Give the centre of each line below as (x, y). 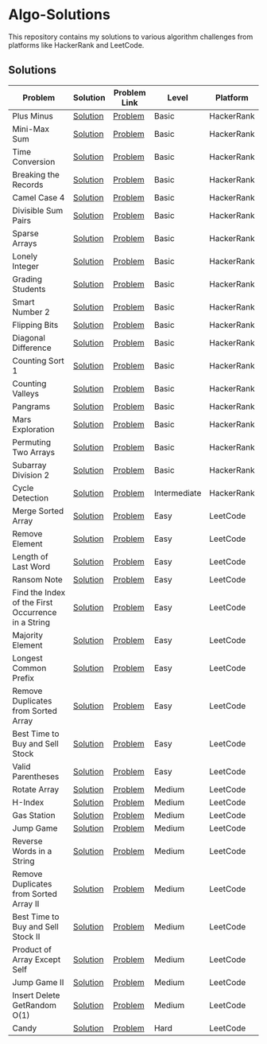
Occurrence (35, 612)
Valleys (26, 393)
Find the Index (39, 592)
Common (29, 668)
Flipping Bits (35, 325)
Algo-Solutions (60, 15)
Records (28, 185)
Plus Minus (33, 115)
